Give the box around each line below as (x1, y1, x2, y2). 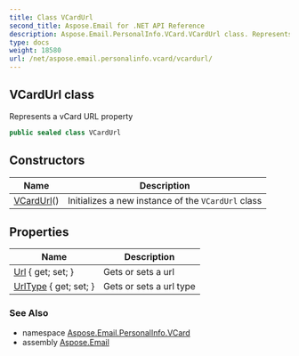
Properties (9, 224, 69, 239)
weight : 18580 (9, 46, 62, 55)
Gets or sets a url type (103, 280, 196, 293)
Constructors (9, 153, 85, 168)
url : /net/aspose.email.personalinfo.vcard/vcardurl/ (9, 54, 214, 63)
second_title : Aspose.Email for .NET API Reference (9, 21, 205, 30)
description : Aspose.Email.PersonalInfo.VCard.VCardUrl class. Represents (9, 29, 293, 38)
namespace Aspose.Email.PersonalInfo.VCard (21, 327, 191, 338)
